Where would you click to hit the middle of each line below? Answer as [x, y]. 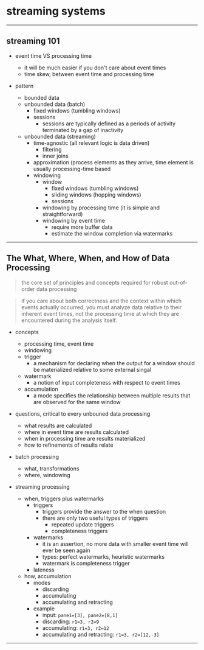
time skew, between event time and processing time [89, 74]
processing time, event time [59, 344]
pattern [24, 86]
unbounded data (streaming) [60, 136]
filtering [52, 149]
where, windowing [47, 475]
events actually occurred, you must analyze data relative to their [101, 307]
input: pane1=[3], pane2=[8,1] [80, 615]
